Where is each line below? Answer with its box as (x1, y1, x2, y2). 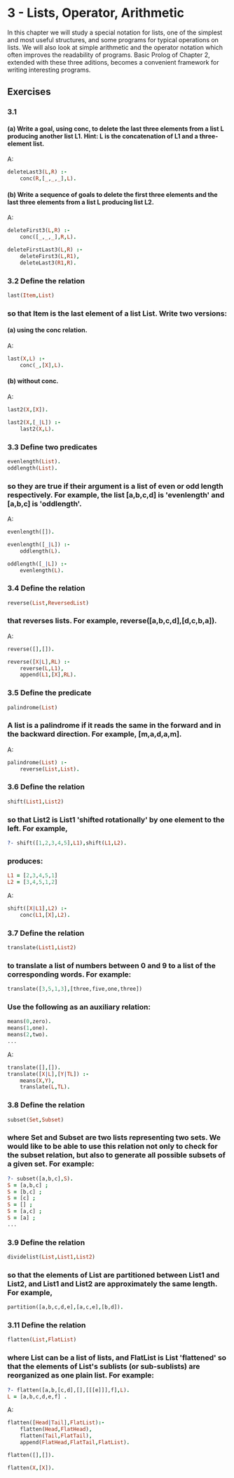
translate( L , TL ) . (20, 1084, 71, 1091)
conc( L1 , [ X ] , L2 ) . (20, 911, 71, 918)
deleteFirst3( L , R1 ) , (20, 253, 80, 260)
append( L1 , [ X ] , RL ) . (20, 671, 77, 679)
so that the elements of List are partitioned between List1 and (7, 1270, 219, 1280)
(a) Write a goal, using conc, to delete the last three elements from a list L (7, 124, 224, 133)
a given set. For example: (7, 1159, 95, 1169)
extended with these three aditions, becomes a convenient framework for (7, 58, 219, 66)
